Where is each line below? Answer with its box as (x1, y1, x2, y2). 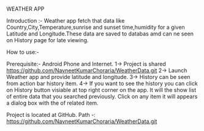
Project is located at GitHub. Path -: (6, 111, 96, 118)
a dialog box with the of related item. (6, 99, 99, 107)
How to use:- (6, 48, 40, 56)
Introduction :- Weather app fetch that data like (6, 17, 125, 24)
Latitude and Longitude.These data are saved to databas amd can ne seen (6, 30, 194, 37)
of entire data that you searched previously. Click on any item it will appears (6, 93, 198, 100)
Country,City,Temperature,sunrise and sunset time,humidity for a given (6, 24, 185, 31)
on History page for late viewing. (6, 37, 89, 43)
